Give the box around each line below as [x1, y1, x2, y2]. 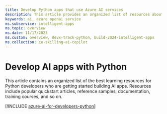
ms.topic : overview [5, 26, 46, 31]
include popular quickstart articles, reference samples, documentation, [5, 88, 151, 94]
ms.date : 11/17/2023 [5, 30, 48, 35]
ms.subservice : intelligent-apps [5, 21, 75, 26]
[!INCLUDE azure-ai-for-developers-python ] [5, 103, 96, 109]
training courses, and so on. [5, 93, 63, 100]
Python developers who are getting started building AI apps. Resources [5, 83, 152, 89]
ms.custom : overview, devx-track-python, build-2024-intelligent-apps [5, 35, 155, 40]
